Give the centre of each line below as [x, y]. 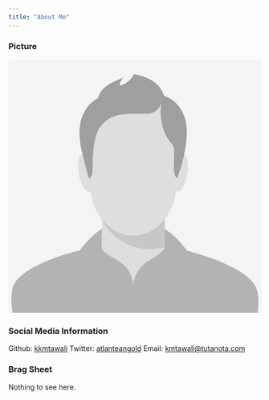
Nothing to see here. [42, 387]
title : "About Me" [39, 17]
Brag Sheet [31, 369]
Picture [23, 46]
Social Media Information [58, 331]
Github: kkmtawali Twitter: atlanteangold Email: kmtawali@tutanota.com [127, 348]
